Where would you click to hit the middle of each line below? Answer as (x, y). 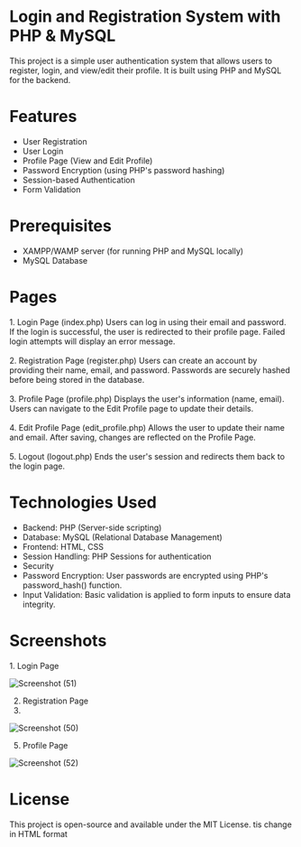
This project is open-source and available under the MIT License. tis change (151, 824)
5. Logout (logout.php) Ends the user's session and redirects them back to (147, 456)
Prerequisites (61, 226)
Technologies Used (83, 502)
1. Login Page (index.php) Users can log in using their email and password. (148, 321)
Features (43, 117)
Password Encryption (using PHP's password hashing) (123, 170)
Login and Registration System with (145, 17)
